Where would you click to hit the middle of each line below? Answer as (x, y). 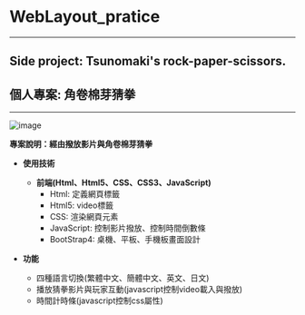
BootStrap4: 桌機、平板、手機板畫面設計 (125, 240)
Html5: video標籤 (81, 205)
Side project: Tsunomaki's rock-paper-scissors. (148, 61)
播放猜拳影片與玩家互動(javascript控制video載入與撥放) (139, 290)
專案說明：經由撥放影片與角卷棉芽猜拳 (81, 144)
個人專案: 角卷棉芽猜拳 (73, 94)
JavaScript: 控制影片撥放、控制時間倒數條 (128, 228)
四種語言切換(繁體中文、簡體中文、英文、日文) (123, 278)
